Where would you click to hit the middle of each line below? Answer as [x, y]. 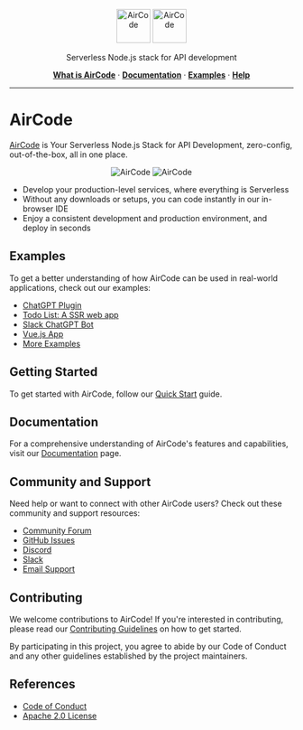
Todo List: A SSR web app [70, 314]
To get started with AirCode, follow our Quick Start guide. [116, 394]
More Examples [51, 343]
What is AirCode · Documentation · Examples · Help [151, 75]
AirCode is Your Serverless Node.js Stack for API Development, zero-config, [151, 145]
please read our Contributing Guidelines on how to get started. [125, 629]
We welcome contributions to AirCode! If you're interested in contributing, [147, 619]
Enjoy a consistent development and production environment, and [145, 218]
